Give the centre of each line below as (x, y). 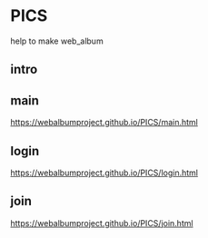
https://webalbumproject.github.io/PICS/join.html (102, 223)
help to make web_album (57, 41)
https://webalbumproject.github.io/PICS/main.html (104, 123)
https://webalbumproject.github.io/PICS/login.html (104, 173)
